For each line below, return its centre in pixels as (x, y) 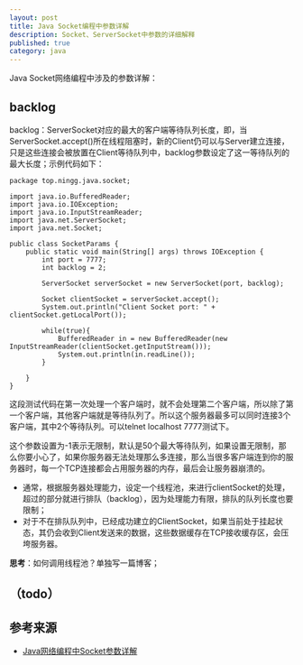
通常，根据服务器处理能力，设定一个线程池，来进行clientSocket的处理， (156, 487)
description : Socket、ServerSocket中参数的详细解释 (102, 34)
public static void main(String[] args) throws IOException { (145, 252)
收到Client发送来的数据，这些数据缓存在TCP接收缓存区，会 (171, 532)
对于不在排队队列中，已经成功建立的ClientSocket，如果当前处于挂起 (149, 521)
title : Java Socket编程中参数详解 (69, 26)
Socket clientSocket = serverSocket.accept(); (131, 299)
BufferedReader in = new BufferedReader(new (142, 338)
